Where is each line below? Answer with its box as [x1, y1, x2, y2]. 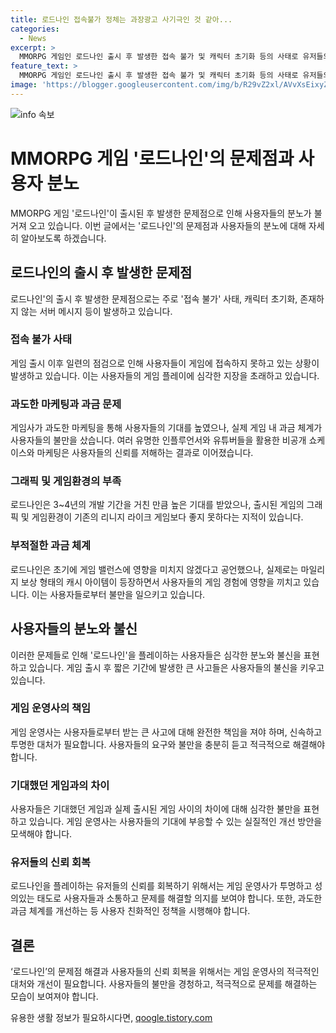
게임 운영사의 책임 [10, 701, 92, 715]
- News [19, 33, 47, 43]
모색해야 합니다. [10, 828, 73, 840]
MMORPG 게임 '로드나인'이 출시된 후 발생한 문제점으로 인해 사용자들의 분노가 [10, 207, 312, 219]
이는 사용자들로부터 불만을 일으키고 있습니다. [31, 588, 206, 600]
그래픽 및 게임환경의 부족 [10, 474, 122, 488]
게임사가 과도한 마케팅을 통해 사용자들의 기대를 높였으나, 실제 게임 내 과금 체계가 [10, 422, 323, 434]
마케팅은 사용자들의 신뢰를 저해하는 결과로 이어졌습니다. [36, 447, 254, 459]
